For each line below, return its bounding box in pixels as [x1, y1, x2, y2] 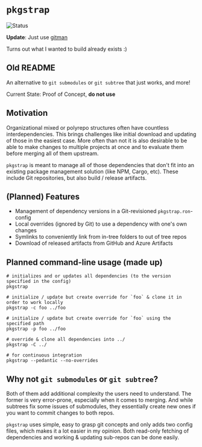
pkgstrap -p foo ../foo [6, 326, 66, 332]
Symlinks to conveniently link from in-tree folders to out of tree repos [14, 233, 187, 241]
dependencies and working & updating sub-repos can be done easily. [6, 434, 180, 441]
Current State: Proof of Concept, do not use [6, 90, 116, 98]
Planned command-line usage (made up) [6, 257, 163, 267]
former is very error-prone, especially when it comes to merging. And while [6, 396, 194, 404]
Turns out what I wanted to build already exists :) [6, 45, 128, 52]
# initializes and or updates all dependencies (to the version [6, 273, 171, 279]
